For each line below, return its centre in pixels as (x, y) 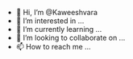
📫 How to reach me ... (53, 47)
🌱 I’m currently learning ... (59, 29)
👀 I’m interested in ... (50, 21)
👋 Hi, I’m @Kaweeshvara (57, 12)
